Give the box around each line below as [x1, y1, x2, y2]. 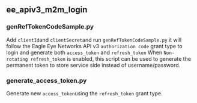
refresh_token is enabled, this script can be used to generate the [30, 55, 191, 62]
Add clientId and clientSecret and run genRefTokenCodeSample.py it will [6, 36, 182, 43]
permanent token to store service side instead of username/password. [6, 61, 181, 68]
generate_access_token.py [6, 76, 87, 85]
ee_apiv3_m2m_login [6, 5, 88, 15]
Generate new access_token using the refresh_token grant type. [6, 89, 163, 97]
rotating [6, 56, 28, 62]
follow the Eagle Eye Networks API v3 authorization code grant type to [6, 42, 183, 49]
